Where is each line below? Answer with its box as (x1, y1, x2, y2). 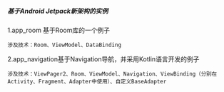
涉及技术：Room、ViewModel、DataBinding (7, 41, 122, 48)
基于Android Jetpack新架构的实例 (7, 6, 108, 15)
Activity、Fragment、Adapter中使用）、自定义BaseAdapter (7, 78, 167, 85)
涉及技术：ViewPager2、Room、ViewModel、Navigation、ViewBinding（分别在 (7, 70, 218, 78)
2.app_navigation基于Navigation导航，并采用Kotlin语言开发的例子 (7, 54, 200, 63)
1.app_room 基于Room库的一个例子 (7, 26, 111, 34)
